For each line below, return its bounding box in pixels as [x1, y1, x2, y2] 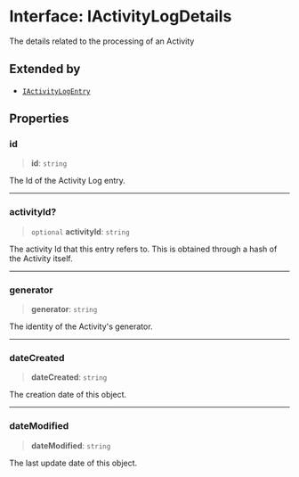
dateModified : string [30, 440, 111, 451]
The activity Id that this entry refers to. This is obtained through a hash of [9, 243, 278, 254]
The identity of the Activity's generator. [9, 321, 153, 332]
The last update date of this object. [9, 457, 138, 468]
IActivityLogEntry [21, 86, 91, 95]
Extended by [9, 62, 81, 77]
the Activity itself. [9, 252, 73, 264]
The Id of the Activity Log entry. [9, 176, 126, 186]
